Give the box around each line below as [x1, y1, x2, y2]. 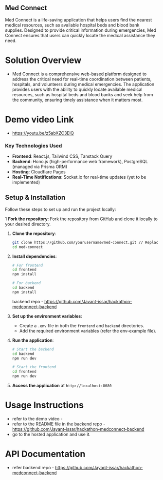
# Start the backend [12, 347, 54, 352]
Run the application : [12, 337, 54, 343]
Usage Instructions [5, 400, 84, 411]
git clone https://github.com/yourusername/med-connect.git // [12, 240, 144, 245]
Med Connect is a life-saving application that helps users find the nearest [5, 17, 152, 22]
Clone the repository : [12, 230, 56, 236]
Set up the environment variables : [12, 313, 82, 319]
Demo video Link [5, 114, 74, 125]
